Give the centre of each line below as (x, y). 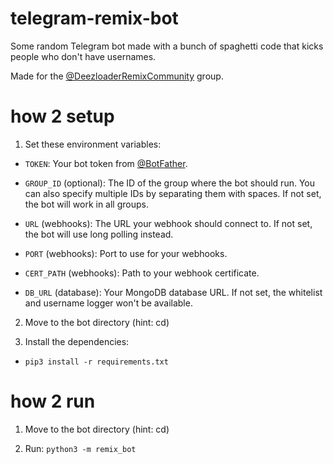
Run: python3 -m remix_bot (80, 448)
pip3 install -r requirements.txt (96, 362)
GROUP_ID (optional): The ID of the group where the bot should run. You (170, 183)
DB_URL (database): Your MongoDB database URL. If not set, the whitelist (173, 292)
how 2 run (53, 401)
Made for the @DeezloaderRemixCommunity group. (117, 76)
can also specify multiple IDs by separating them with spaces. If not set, (173, 193)
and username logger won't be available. (108, 303)
